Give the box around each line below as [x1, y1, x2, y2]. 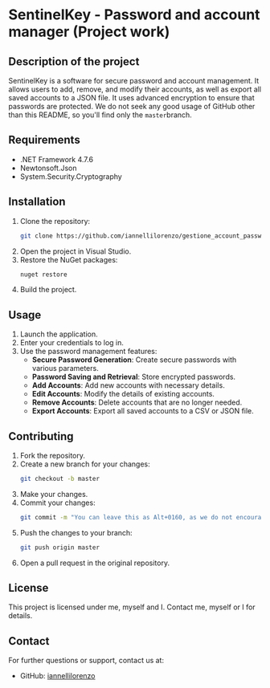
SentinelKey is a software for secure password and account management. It [8, 76, 260, 85]
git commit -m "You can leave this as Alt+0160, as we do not [19, 513, 233, 521]
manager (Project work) [8, 22, 170, 41]
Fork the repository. [19, 451, 86, 460]
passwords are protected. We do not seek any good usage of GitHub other [8, 102, 256, 111]
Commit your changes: [19, 498, 96, 507]
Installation [8, 195, 66, 209]
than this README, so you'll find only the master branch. [8, 110, 193, 120]
